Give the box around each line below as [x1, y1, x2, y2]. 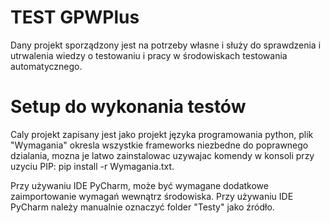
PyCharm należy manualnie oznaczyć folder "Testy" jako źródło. [10, 201, 275, 213]
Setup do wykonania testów [10, 96, 247, 118]
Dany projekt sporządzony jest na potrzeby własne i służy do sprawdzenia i [10, 39, 322, 51]
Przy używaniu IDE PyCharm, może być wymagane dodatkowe [10, 179, 269, 191]
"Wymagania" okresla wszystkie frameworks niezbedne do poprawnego [10, 139, 309, 151]
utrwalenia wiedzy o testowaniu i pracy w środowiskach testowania [10, 49, 288, 61]
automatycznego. [10, 60, 83, 72]
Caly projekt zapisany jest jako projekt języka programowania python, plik [10, 128, 314, 140]
